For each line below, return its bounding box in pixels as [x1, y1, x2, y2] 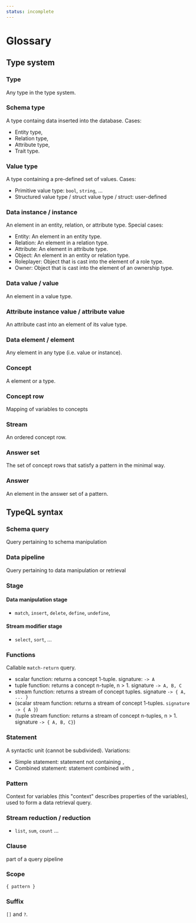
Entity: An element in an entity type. [14, 233, 102, 240]
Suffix [6, 897, 24, 905]
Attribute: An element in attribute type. [14, 246, 108, 253]
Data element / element [6, 335, 75, 344]
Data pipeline [6, 553, 45, 561]
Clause [6, 842, 27, 850]
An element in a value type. [6, 292, 73, 299]
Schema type [6, 104, 45, 112]
